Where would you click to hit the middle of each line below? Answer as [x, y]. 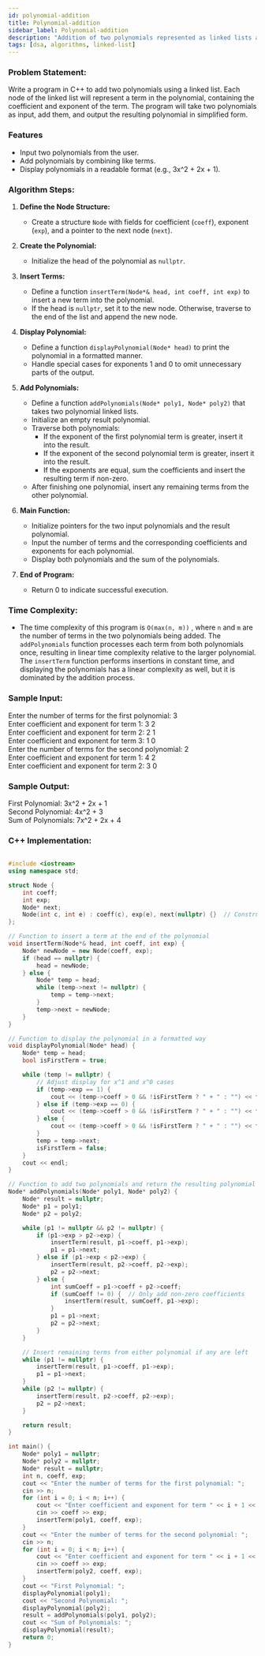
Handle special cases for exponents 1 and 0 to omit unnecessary [136, 364]
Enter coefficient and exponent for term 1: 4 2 [82, 757]
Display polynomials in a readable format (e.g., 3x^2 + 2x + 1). [120, 169]
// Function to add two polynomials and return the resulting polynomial [132, 1184]
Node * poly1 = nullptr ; [62, 1454]
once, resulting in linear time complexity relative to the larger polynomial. [138, 652]
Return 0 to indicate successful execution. [100, 590]
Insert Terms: [42, 276]
